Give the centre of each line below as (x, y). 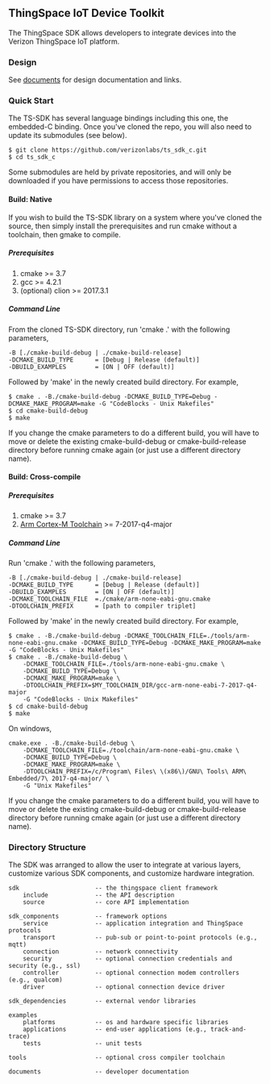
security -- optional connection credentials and (127, 959)
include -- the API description (99, 895)
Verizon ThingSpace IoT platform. (64, 41)
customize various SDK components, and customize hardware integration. (132, 873)
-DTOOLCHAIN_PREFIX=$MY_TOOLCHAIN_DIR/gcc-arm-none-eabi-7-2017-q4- (140, 685)
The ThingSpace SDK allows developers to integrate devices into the (122, 32)
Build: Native (30, 199)
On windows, (30, 729)
